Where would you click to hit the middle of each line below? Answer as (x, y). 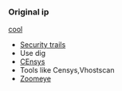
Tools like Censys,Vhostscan (67, 70)
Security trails (43, 45)
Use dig (33, 53)
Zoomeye (35, 79)
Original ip (29, 12)
